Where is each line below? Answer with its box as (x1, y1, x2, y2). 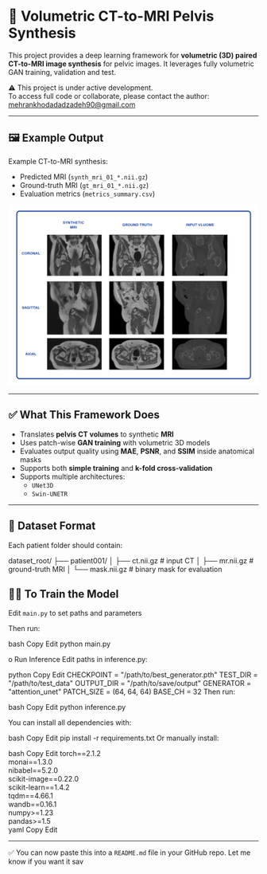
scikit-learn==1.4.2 (8, 782, 70, 792)
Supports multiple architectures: (19, 472, 126, 481)
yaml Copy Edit (8, 825, 58, 835)
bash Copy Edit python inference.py (8, 703, 126, 712)
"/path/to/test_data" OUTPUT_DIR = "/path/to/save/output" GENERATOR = (8, 679, 252, 688)
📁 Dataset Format (8, 519, 96, 533)
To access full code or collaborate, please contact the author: (8, 91, 210, 100)
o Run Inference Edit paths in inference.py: (8, 655, 149, 664)
